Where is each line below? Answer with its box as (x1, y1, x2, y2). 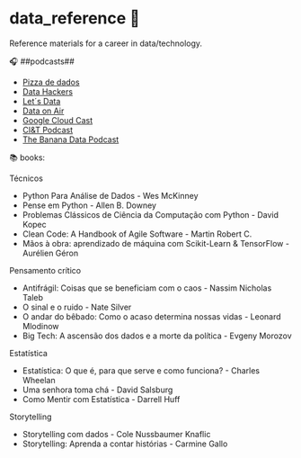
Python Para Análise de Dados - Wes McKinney (22, 190, 199, 201)
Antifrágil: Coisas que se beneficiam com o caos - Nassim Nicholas (22, 283, 272, 293)
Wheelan (22, 374, 56, 385)
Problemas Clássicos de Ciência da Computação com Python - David (22, 209, 279, 220)
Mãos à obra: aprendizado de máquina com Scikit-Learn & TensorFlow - (22, 238, 290, 248)
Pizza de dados (22, 76, 80, 87)
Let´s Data (22, 95, 61, 106)
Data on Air (22, 105, 65, 116)
